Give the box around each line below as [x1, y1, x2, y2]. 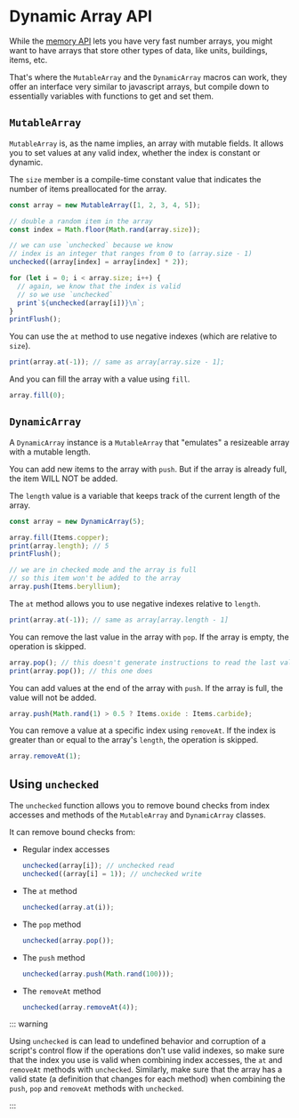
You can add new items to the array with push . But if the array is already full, [9, 463, 287, 474]
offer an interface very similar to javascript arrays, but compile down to [9, 81, 270, 92]
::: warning [9, 1018, 49, 1029]
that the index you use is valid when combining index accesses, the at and [9, 1055, 283, 1066]
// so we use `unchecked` [17, 290, 114, 299]
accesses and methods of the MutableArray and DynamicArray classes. [9, 809, 266, 820]
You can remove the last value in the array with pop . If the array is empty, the [9, 631, 289, 642]
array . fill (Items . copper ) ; [9, 533, 109, 542]
